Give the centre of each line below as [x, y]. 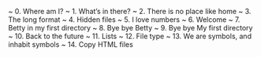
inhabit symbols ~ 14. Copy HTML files [71, 45]
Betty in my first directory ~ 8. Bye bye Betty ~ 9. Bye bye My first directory [130, 28]
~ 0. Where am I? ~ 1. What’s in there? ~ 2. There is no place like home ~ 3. [130, 11]
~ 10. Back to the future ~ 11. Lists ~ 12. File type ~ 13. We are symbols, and [130, 36]
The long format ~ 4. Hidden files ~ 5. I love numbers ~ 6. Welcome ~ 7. [124, 20]
